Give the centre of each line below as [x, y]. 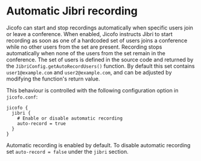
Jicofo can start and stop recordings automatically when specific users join [100, 28]
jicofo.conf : [22, 97]
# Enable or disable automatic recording [70, 118]
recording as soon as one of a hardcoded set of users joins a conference [97, 40]
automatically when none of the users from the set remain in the [86, 53]
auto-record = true [42, 123]
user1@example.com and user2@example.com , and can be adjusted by [89, 72]
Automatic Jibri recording [72, 11]
